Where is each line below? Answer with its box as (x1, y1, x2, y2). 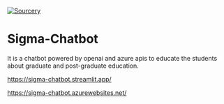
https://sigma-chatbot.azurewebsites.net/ (7, 88, 127, 97)
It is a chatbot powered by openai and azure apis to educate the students (7, 54, 218, 62)
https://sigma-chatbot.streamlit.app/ (7, 75, 112, 83)
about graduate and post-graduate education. (7, 61, 139, 70)
